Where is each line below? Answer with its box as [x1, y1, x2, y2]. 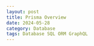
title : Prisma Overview [6, 14, 67, 20]
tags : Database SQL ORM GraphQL [6, 31, 88, 37]
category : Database [6, 25, 56, 32]
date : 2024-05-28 [6, 20, 50, 26]
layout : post [6, 8, 39, 15]
